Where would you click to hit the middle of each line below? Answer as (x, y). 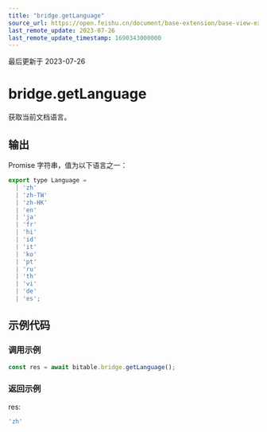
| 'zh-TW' (31, 195)
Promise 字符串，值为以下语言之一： (68, 165)
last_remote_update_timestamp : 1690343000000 (85, 38)
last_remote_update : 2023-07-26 (62, 30)
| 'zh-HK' (31, 202)
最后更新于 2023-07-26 (47, 61)
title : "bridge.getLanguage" (56, 16)
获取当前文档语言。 (40, 117)
